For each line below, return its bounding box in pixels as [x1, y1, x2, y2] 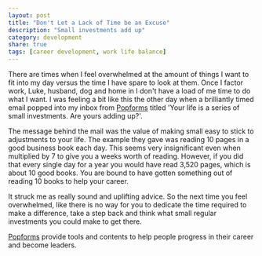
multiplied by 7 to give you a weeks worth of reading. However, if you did [8, 152, 244, 161]
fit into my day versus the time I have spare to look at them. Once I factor [8, 78, 244, 87]
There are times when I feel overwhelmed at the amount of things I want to [8, 70, 249, 79]
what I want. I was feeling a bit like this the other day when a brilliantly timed [8, 95, 255, 104]
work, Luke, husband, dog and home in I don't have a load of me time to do [8, 86, 251, 95]
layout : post [8, 11, 51, 20]
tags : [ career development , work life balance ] [8, 48, 167, 56]
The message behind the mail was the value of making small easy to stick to [8, 126, 254, 136]
